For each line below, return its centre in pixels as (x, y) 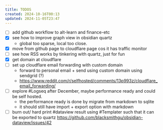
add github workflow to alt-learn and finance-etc (61, 32)
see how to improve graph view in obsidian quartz (62, 38)
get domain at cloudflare (37, 59)
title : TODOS (18, 9)
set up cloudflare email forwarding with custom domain (67, 65)
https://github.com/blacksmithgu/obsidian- (100, 117)
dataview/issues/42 (32, 122)
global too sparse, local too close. (53, 43)
